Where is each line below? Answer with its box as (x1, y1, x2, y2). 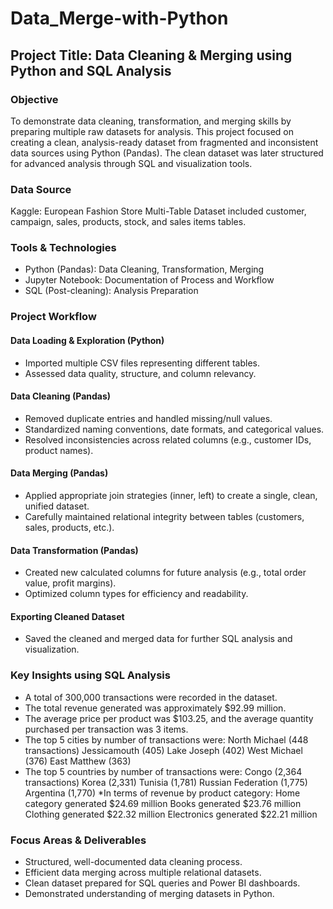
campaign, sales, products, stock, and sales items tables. (10, 216, 247, 228)
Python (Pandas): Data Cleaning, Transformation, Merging (24, 263, 265, 276)
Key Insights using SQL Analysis (10, 668, 171, 682)
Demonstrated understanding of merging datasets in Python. (24, 888, 275, 899)
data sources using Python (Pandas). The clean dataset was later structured (10, 147, 324, 159)
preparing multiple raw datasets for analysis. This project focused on (10, 125, 295, 137)
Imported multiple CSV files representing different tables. (24, 357, 260, 369)
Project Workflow (10, 310, 97, 324)
